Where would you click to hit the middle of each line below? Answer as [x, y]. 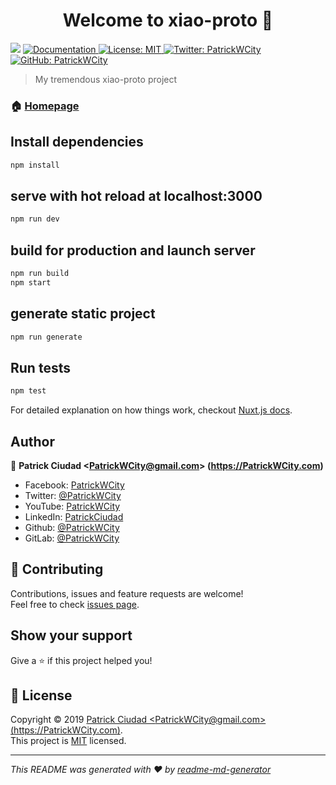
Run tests [40, 367]
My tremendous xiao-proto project [106, 79]
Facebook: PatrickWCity [74, 485]
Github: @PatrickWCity [72, 527]
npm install [35, 165]
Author [32, 441]
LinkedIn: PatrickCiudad [74, 516]
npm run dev [35, 219]
